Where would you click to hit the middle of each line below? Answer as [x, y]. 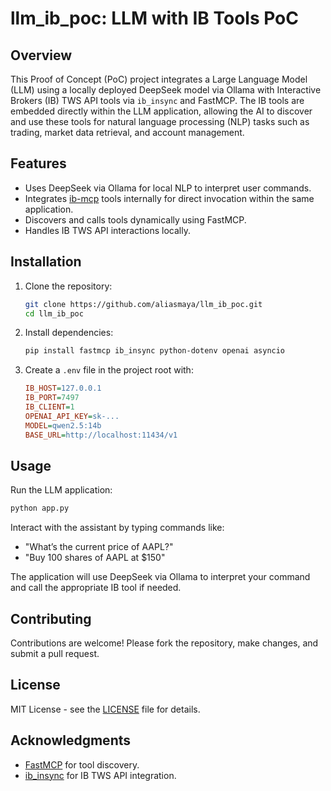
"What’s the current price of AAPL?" [99, 547]
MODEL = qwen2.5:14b [63, 425]
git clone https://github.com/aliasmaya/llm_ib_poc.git [143, 304]
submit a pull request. [55, 653]
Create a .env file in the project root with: [109, 370]
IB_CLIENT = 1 [49, 407]
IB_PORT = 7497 [52, 398]
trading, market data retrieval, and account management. [127, 132]
